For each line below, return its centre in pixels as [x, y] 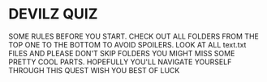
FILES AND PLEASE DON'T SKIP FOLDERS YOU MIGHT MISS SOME [122, 53]
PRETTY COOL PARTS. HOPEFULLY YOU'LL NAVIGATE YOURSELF [120, 62]
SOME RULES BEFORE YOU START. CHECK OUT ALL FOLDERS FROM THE [134, 36]
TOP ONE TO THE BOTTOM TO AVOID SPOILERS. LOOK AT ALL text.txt [127, 44]
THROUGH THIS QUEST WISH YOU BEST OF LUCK [94, 70]
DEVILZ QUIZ [53, 14]
